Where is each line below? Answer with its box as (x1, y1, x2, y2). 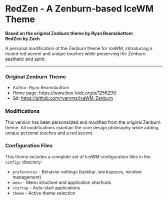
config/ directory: (5, 159, 42, 165)
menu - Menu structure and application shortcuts (12, 179, 111, 185)
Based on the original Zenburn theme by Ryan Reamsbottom (5, 30, 133, 36)
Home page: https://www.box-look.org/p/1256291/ (12, 90, 116, 96)
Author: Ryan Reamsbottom (12, 85, 69, 91)
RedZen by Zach (5, 36, 40, 42)
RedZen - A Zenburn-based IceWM (5, 3, 154, 15)
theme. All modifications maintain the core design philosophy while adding (5, 124, 158, 130)
